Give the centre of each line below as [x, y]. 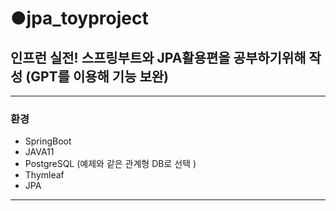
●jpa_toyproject [79, 18]
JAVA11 [39, 152]
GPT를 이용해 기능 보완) [99, 76]
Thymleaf [44, 175]
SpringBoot [48, 141]
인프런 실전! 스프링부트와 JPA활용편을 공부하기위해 [158, 57]
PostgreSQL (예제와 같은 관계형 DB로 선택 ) [110, 164]
